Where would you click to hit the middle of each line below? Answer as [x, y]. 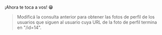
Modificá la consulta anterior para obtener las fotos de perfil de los [86, 17]
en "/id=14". [29, 27]
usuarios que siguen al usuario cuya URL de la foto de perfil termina [87, 22]
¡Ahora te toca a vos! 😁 [29, 7]
